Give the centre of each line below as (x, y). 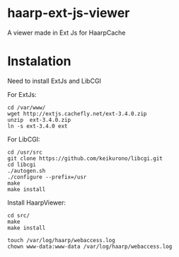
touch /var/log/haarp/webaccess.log (61, 240)
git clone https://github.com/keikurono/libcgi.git (85, 158)
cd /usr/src (25, 152)
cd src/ (19, 215)
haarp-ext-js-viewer (69, 13)
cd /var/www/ (27, 108)
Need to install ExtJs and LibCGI (54, 81)
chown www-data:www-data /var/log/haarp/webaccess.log (90, 246)
